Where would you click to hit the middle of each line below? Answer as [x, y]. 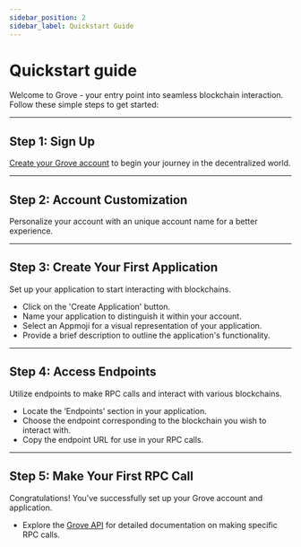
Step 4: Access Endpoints [83, 372]
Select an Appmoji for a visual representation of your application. [142, 325]
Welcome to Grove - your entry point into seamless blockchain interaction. [146, 95]
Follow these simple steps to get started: [84, 105]
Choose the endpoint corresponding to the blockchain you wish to [144, 420]
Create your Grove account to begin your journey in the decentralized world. [150, 163]
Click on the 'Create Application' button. [96, 306]
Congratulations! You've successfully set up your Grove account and [136, 498]
